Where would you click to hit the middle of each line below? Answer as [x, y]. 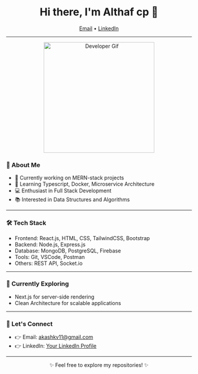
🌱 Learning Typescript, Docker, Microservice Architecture [85, 184]
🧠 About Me [23, 165]
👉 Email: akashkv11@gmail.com [54, 337]
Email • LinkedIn [99, 28]
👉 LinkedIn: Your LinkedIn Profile [55, 346]
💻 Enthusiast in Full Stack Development [63, 191]
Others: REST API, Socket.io [49, 263]
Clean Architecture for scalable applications [68, 303]
